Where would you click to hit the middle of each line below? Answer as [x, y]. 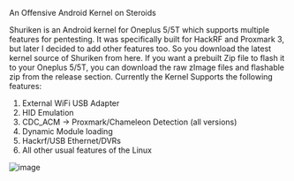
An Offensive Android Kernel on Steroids [83, 13]
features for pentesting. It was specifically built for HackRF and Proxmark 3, [147, 39]
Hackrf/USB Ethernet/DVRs [72, 141]
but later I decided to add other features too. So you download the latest [140, 49]
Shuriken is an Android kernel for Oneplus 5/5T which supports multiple [139, 30]
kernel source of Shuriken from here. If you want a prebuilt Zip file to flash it [147, 58]
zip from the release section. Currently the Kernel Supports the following [141, 77]
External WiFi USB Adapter [71, 103]
